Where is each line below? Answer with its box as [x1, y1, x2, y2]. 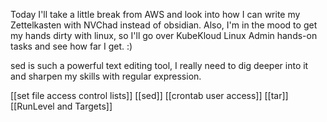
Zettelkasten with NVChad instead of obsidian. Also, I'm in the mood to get [10, 19, 318, 31]
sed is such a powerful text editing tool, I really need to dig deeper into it [10, 60, 309, 71]
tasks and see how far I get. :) [10, 40, 133, 52]
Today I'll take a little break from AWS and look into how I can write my [10, 9, 301, 20]
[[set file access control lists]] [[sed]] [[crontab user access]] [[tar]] [10, 90, 289, 101]
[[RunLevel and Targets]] [10, 100, 113, 112]
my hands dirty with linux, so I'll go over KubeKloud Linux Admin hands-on [10, 30, 318, 41]
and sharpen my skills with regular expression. [10, 70, 202, 82]
